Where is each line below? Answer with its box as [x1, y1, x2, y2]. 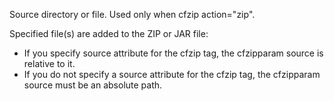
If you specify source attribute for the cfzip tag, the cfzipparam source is [23, 47, 324, 59]
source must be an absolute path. [23, 79, 163, 91]
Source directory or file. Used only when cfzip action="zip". [9, 9, 256, 20]
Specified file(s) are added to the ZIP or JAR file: [9, 28, 209, 39]
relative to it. [23, 58, 76, 69]
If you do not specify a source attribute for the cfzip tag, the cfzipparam [23, 69, 321, 80]
